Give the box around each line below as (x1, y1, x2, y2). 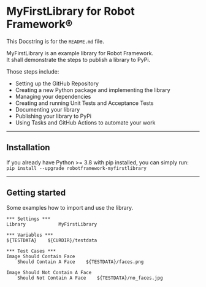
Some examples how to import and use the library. (6, 204, 134, 211)
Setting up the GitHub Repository (15, 80, 99, 87)
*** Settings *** (6, 216, 51, 222)
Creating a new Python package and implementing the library (15, 86, 170, 93)
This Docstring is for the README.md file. (6, 37, 104, 45)
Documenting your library (15, 105, 80, 113)
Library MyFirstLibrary (6, 221, 97, 228)
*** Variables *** (6, 232, 53, 238)
